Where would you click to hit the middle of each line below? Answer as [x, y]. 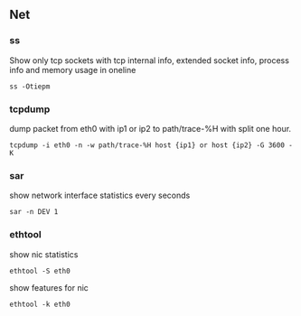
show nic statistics [44, 254]
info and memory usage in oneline [73, 70]
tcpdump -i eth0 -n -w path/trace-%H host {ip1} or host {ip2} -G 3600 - [151, 145]
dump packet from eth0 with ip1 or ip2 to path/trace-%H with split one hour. [150, 128]
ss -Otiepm [30, 86]
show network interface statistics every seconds [100, 195]
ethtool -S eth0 [40, 271]
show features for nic [49, 287]
